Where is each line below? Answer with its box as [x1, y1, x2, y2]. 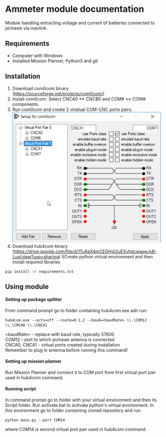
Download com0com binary [12, 85, 69, 91]
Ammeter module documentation [5, 3, 144, 15]
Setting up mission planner [5, 358, 62, 364]
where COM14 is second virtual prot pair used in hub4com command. [5, 427, 147, 433]
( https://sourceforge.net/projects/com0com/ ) [12, 91, 105, 97]
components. [12, 101, 40, 107]
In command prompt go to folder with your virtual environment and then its [5, 397, 157, 403]
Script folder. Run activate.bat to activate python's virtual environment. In [5, 402, 154, 408]
